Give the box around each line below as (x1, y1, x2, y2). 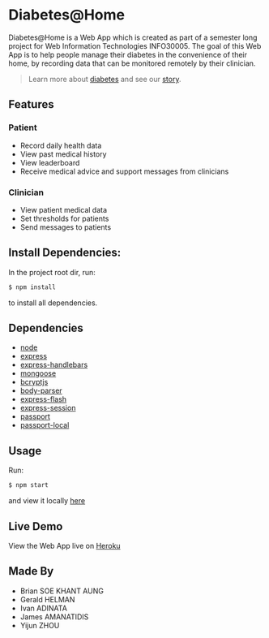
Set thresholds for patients (19, 213, 109, 223)
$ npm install (8, 282, 57, 291)
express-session (19, 403, 76, 413)
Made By (8, 564, 54, 578)
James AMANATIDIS (19, 611, 89, 622)
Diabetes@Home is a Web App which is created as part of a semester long (8, 32, 258, 42)
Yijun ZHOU (19, 620, 60, 630)
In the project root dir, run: (8, 267, 96, 277)
